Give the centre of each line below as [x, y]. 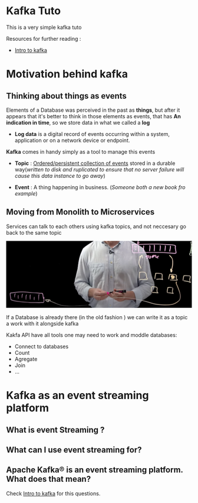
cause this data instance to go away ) [60, 176]
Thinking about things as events [66, 96]
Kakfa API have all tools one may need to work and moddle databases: [92, 335]
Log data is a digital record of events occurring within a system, [92, 134]
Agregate [26, 359]
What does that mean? [49, 479]
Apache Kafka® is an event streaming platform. [95, 470]
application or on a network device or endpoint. [72, 140]
